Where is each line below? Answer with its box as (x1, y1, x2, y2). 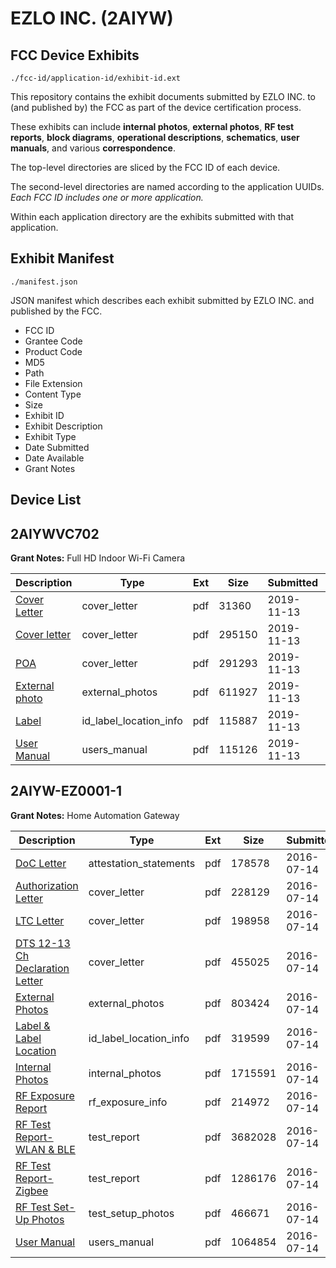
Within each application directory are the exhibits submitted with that (10, 211, 295, 222)
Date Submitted (24, 441, 90, 453)
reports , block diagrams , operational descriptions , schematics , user (10, 132, 300, 143)
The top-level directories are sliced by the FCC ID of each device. (10, 162, 281, 173)
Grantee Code (24, 335, 83, 347)
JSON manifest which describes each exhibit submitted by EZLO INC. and (10, 294, 315, 306)
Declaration (15, 961, 70, 975)
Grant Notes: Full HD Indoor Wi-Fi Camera (10, 552, 186, 564)
